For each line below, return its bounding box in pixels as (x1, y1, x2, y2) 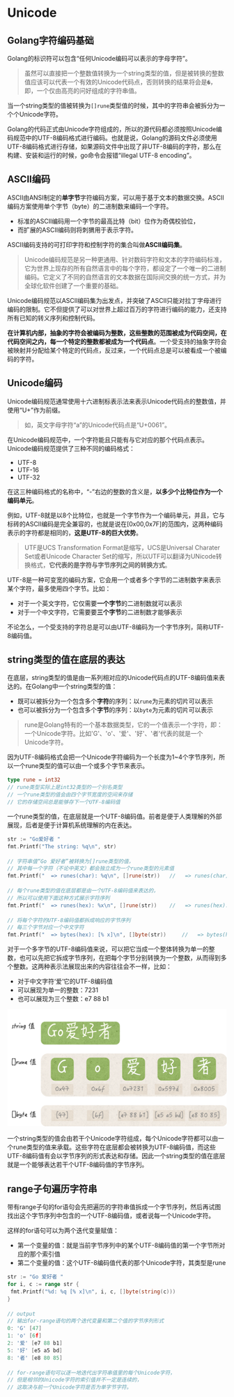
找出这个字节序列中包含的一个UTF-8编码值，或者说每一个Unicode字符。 (7, 1211, 215, 1220)
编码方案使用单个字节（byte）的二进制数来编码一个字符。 (7, 202, 173, 210)
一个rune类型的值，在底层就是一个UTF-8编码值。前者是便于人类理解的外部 (7, 812, 222, 820)
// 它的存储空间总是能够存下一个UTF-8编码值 (7, 799, 120, 806)
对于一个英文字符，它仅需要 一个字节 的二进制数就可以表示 (17, 599, 182, 607)
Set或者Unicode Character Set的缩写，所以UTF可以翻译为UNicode (24, 552, 216, 560)
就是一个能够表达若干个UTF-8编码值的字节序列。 (7, 1160, 148, 1169)
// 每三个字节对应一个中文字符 (7, 924, 85, 931)
